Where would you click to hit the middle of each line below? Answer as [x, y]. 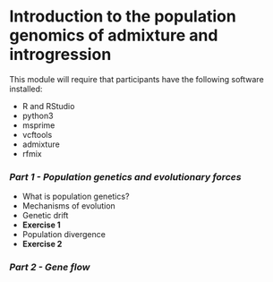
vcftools [37, 134]
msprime [38, 125]
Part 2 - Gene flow [50, 268]
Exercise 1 [41, 225]
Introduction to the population [123, 17]
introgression [60, 55]
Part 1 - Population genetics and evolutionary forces [125, 176]
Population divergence [64, 235]
